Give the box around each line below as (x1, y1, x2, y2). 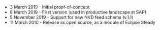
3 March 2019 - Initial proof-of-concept (9, 4, 90, 10)
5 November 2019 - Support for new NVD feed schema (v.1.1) (9, 15, 133, 20)
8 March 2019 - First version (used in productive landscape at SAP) (9, 9, 147, 15)
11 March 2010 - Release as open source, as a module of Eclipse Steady (9, 19, 156, 25)
